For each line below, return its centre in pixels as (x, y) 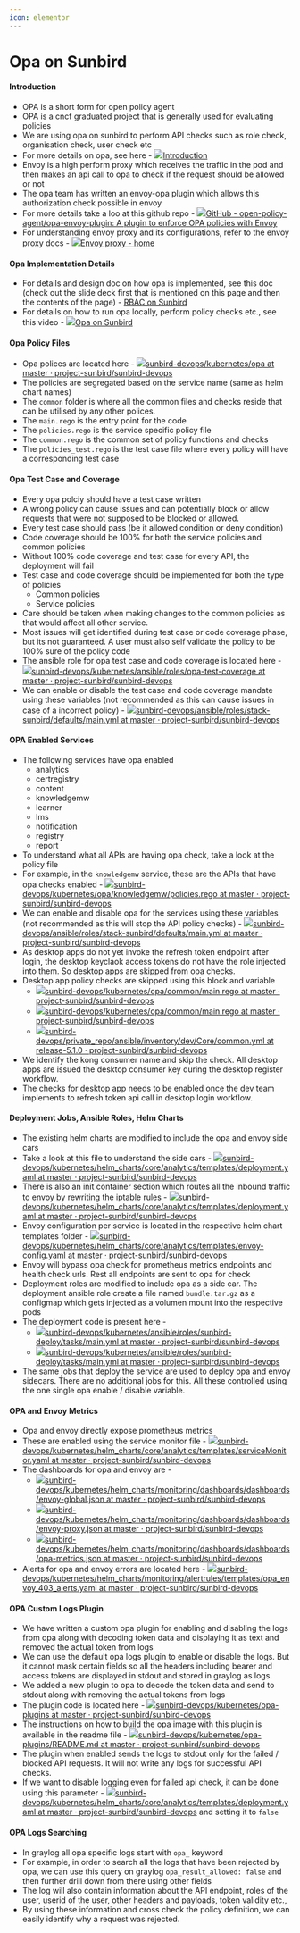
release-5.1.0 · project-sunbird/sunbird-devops (121, 1050)
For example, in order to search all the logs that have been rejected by (151, 1862)
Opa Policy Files (40, 343)
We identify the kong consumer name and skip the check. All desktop (150, 1059)
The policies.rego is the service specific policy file (117, 431)
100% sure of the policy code (76, 651)
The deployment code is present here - (94, 1322)
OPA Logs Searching (48, 1833)
